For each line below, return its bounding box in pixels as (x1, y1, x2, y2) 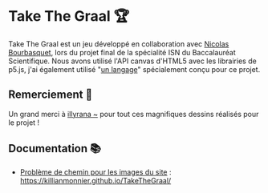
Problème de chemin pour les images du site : (19, 167, 172, 177)
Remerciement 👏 (8, 88, 93, 102)
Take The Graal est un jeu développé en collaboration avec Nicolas (8, 38, 229, 49)
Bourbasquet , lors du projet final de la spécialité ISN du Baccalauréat (8, 47, 237, 57)
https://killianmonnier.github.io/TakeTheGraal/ (19, 175, 172, 185)
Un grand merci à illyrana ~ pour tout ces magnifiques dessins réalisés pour (8, 109, 259, 119)
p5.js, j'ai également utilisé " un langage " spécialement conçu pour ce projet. (8, 64, 261, 74)
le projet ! (8, 118, 40, 127)
